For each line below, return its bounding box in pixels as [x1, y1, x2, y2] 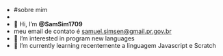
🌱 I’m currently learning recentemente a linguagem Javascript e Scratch [13, 42, 217, 49]
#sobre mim [13, 6, 48, 13]
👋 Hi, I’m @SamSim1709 [13, 20, 83, 28]
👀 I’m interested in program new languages [13, 34, 135, 43]
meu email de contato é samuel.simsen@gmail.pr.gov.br [13, 27, 172, 35]
